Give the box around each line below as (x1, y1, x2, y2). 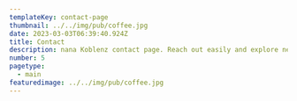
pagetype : (9, 62, 46, 71)
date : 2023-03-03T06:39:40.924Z (9, 29, 128, 38)
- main (17, 70, 42, 79)
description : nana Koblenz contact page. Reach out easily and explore (9, 46, 278, 54)
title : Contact (9, 37, 65, 47)
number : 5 (9, 54, 46, 62)
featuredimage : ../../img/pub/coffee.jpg (9, 78, 164, 87)
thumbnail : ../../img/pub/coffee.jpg (9, 21, 148, 30)
